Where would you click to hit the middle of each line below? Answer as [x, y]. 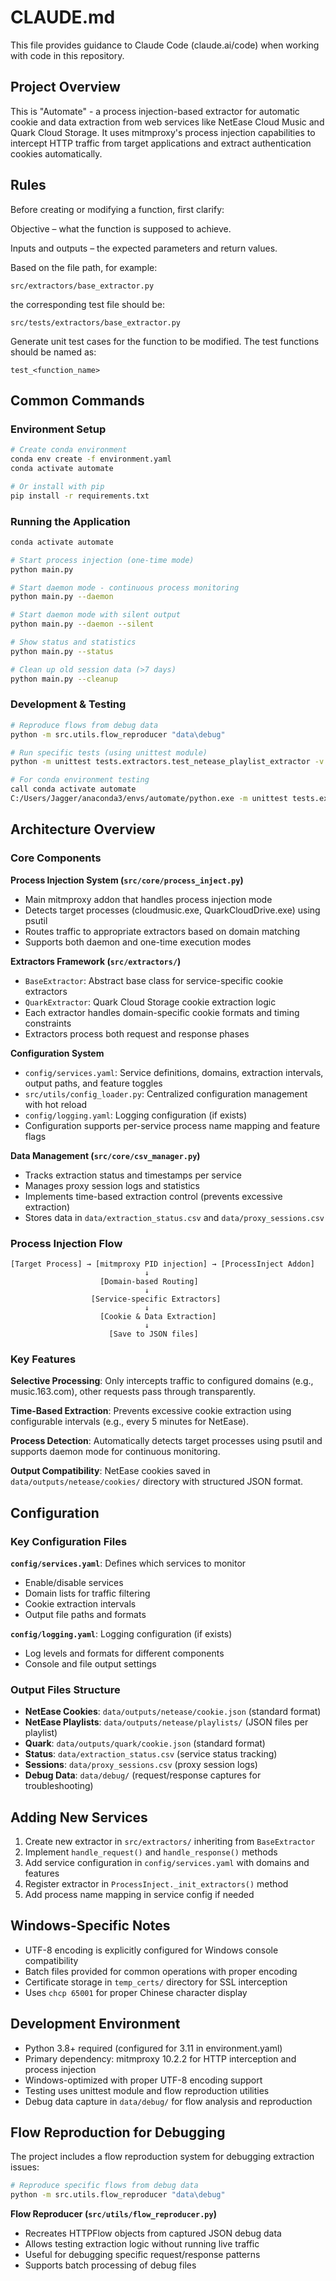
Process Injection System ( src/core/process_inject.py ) [127, 880]
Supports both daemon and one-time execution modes [138, 942]
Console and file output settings [90, 1663]
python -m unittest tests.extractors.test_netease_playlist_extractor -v [167, 762]
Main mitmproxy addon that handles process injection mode [148, 899]
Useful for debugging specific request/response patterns [142, 2255]
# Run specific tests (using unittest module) [109, 752]
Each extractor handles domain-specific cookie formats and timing [162, 1012]
